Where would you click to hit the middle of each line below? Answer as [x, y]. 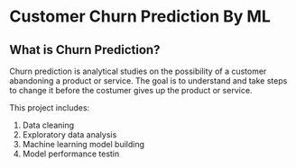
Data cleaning [48, 125]
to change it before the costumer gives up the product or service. [131, 90]
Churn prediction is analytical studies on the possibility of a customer [138, 71]
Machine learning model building [83, 144]
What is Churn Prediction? [85, 50]
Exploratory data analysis [69, 135]
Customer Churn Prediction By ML [140, 17]
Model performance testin [71, 154]
